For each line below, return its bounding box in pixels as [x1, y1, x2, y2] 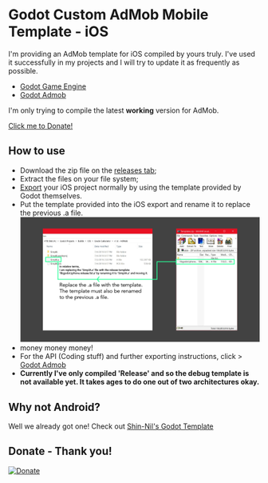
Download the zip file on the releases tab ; [19, 166, 157, 175]
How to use [8, 144, 65, 158]
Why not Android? [8, 400, 101, 413]
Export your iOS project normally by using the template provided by [19, 182, 242, 192]
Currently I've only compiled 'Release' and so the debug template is [19, 369, 250, 378]
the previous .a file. [19, 208, 84, 218]
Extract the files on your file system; [19, 174, 139, 183]
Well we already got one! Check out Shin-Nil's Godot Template [8, 421, 214, 431]
